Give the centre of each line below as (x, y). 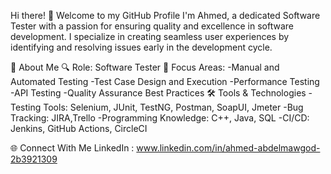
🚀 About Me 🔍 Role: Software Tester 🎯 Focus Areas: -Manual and (145, 67)
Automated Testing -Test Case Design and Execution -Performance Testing (165, 81)
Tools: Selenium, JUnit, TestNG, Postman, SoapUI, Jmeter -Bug (173, 107)
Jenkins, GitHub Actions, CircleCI (79, 128)
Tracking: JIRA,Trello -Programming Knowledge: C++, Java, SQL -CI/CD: (160, 118)
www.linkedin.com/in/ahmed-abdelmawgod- (228, 148)
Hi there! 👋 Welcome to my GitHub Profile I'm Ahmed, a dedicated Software (165, 15)
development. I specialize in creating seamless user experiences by (150, 36)
